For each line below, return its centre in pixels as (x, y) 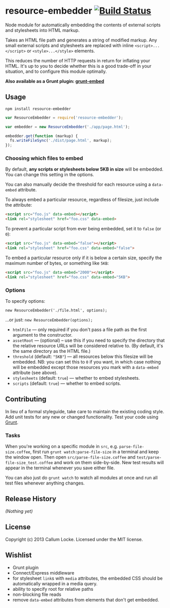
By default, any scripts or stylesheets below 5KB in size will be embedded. (84, 169)
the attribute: (19, 205)
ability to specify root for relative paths (53, 589)
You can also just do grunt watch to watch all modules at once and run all (81, 478)
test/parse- (149, 458)
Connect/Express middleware (43, 573)
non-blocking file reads (37, 594)
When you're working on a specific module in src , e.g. (62, 447)
